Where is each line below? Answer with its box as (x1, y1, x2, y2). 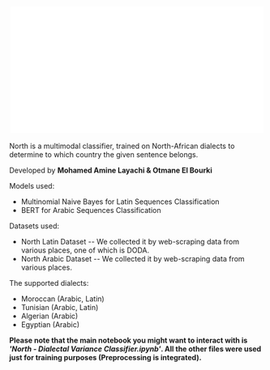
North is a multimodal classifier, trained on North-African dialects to (9, 141, 235, 151)
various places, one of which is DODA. (20, 245, 150, 255)
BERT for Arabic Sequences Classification (20, 206, 161, 215)
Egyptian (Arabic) (20, 320, 80, 330)
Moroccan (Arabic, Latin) (20, 294, 105, 304)
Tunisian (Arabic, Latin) (20, 303, 99, 312)
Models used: (9, 181, 55, 190)
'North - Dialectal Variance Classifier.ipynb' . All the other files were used (9, 344, 262, 354)
